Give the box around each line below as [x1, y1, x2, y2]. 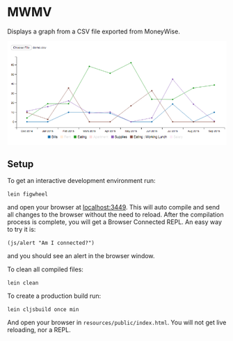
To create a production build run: [7, 292, 102, 300]
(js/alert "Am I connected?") [7, 239, 95, 247]
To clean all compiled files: [7, 265, 83, 273]
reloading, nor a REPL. [7, 326, 71, 334]
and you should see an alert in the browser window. [7, 252, 155, 260]
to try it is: [7, 225, 36, 234]
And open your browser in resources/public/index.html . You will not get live [7, 318, 227, 327]
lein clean [7, 280, 39, 287]
